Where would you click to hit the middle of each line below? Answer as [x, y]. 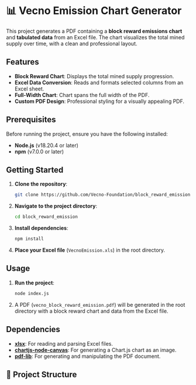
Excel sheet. [29, 89]
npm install [29, 239]
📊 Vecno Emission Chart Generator [94, 11]
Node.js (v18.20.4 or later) [47, 145]
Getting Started [35, 170]
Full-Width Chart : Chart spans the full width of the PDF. [82, 95]
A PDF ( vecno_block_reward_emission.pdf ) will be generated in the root [100, 304]
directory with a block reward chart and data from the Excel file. [91, 311]
